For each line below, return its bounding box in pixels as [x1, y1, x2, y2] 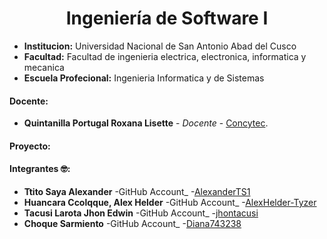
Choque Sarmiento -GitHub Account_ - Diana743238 [23, 217, 242, 229]
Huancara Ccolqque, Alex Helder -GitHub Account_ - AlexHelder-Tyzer [23, 196, 317, 208]
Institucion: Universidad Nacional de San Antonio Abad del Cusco [23, 40, 297, 52]
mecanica [23, 61, 65, 73]
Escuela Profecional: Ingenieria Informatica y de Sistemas [23, 72, 265, 84]
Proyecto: [9, 140, 51, 152]
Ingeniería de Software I [65, 7, 269, 30]
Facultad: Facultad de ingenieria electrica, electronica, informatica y [23, 50, 307, 62]
